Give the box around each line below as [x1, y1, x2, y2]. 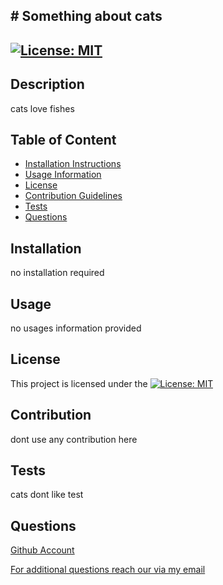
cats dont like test [10, 489, 84, 501]
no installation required [10, 267, 105, 279]
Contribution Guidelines [24, 190, 123, 202]
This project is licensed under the [10, 377, 148, 389]
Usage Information [24, 169, 102, 181]
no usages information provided [10, 322, 142, 334]
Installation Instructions [24, 158, 122, 170]
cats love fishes [10, 102, 75, 114]
